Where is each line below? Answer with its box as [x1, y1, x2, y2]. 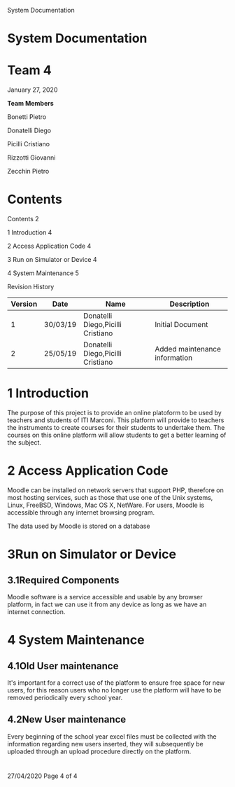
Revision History [7, 283, 55, 291]
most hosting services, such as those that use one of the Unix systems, [7, 493, 213, 501]
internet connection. [7, 607, 66, 615]
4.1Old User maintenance [7, 660, 119, 671]
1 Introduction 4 [7, 228, 52, 237]
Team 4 [7, 62, 52, 78]
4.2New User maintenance [7, 713, 127, 725]
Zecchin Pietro [7, 167, 50, 176]
